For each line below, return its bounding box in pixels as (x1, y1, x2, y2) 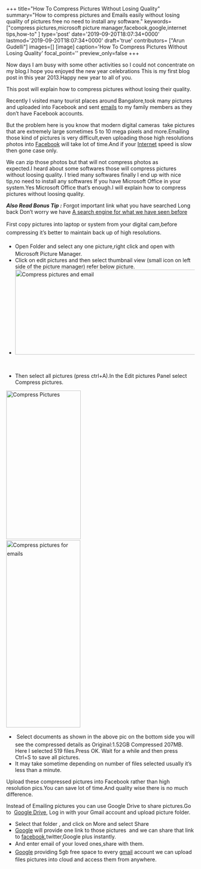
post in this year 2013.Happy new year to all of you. (6, 74, 133, 81)
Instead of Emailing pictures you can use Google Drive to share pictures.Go (6, 802, 191, 809)
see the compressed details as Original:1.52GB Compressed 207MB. (14, 741, 184, 748)
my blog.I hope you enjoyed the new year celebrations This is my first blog (6, 68, 190, 74)
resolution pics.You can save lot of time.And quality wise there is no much (6, 784, 188, 791)
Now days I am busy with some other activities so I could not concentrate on (6, 61, 195, 68)
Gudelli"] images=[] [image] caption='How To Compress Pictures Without (6, 43, 187, 50)
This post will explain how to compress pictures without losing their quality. (6, 86, 191, 92)
